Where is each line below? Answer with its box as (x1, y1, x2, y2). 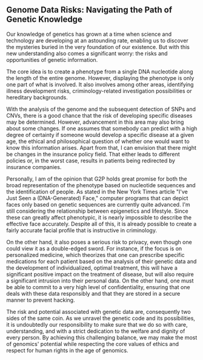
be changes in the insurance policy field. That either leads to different (6, 150, 180, 158)
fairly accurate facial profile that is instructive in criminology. (6, 227, 158, 234)
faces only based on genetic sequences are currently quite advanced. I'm (6, 201, 191, 208)
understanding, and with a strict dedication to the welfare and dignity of (6, 327, 185, 335)
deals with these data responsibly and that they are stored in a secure (6, 290, 181, 297)
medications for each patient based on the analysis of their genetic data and (6, 258, 197, 265)
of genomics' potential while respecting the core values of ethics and (6, 340, 179, 347)
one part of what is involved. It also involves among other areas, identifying (6, 81, 194, 88)
